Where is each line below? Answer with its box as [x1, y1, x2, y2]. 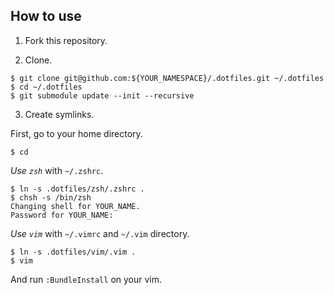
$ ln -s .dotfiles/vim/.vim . [10, 247, 137, 257]
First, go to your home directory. [10, 127, 143, 139]
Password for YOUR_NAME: [10, 210, 114, 220]
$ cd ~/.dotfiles [10, 82, 83, 92]
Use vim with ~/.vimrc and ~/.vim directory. [10, 227, 190, 239]
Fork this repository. [24, 34, 108, 46]
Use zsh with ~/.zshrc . [10, 164, 104, 176]
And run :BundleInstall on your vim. [10, 273, 163, 285]
